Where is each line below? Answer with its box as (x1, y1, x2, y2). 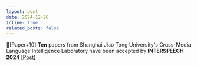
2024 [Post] (6, 54, 36, 61)
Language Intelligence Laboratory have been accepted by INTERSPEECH (6, 48, 184, 55)
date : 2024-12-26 (6, 14, 49, 20)
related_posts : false (6, 25, 60, 31)
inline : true (6, 19, 38, 25)
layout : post (6, 8, 38, 15)
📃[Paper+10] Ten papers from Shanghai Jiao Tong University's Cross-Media (6, 41, 192, 48)
